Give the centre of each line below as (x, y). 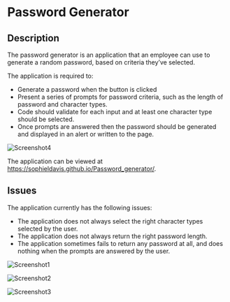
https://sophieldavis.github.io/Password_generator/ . (82, 169)
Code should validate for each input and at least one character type (115, 112)
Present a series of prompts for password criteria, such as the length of (120, 97)
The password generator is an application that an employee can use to (109, 55)
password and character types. (62, 104)
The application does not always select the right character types (110, 221)
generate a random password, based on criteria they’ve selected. (101, 62)
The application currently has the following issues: (80, 207)
